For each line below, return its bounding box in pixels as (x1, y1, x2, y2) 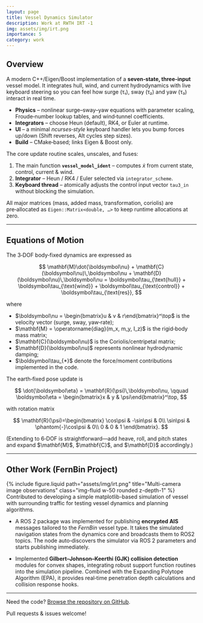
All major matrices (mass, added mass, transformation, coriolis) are (6, 199, 173, 206)
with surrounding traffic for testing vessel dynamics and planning (6, 500, 169, 507)
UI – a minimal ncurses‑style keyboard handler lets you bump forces (14, 125, 185, 133)
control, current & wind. (14, 168, 74, 175)
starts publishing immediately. (14, 543, 90, 550)
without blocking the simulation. (14, 187, 95, 195)
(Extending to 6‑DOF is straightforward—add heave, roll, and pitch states (6, 434, 187, 442)
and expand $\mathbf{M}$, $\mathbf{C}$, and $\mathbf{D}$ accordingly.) (6, 441, 193, 448)
